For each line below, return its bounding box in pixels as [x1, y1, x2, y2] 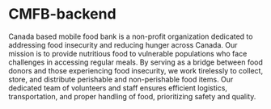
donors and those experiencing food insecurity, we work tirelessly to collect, [8, 65, 264, 75]
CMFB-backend [8, 5, 116, 23]
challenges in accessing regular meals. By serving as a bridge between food [8, 57, 263, 67]
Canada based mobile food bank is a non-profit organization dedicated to [8, 31, 253, 41]
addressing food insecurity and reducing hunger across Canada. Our [8, 40, 238, 49]
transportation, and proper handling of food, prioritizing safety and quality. [8, 91, 256, 101]
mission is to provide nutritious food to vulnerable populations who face [8, 48, 248, 58]
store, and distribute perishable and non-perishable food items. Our [8, 74, 234, 84]
